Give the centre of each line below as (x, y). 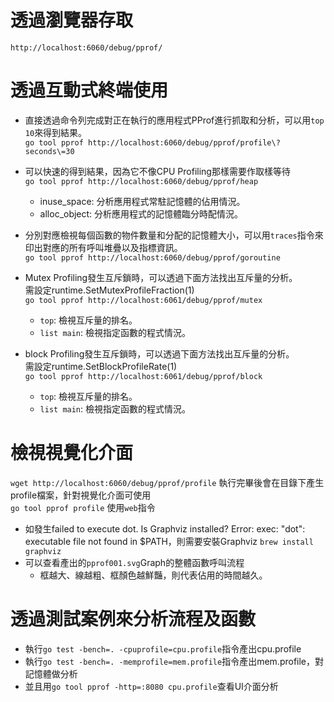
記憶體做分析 (51, 673)
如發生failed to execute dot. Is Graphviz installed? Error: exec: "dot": (165, 528)
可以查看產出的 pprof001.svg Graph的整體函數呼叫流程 (134, 562)
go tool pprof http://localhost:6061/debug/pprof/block (143, 376)
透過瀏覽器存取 (72, 20)
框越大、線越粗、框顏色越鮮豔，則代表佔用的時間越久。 (153, 575)
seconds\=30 (49, 151)
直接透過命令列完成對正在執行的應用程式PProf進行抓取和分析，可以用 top (174, 120)
